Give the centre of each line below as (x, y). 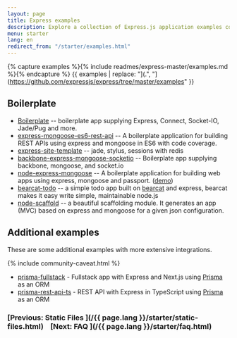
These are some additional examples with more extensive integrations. (110, 249)
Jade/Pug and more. (47, 128)
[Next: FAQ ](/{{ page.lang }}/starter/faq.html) (131, 326)
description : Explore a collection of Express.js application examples (115, 27)
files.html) (25, 326)
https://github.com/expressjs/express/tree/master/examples (97, 81)
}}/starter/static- (169, 318)
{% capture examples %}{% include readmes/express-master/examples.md (117, 67)
